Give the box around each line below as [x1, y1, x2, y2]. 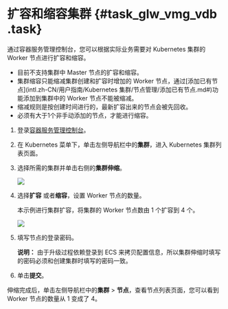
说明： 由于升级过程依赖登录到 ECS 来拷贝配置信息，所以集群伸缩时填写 [16, 248, 221, 256]
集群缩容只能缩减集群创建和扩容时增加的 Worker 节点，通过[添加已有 [16, 76, 212, 85]
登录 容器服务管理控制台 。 [16, 125, 90, 134]
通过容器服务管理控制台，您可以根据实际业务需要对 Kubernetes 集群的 [7, 45, 206, 53]
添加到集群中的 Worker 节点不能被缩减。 [23, 94, 138, 102]
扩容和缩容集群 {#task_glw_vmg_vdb [7, 6, 218, 22]
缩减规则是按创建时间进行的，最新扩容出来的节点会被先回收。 [16, 103, 192, 111]
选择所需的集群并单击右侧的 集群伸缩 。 [16, 163, 126, 172]
